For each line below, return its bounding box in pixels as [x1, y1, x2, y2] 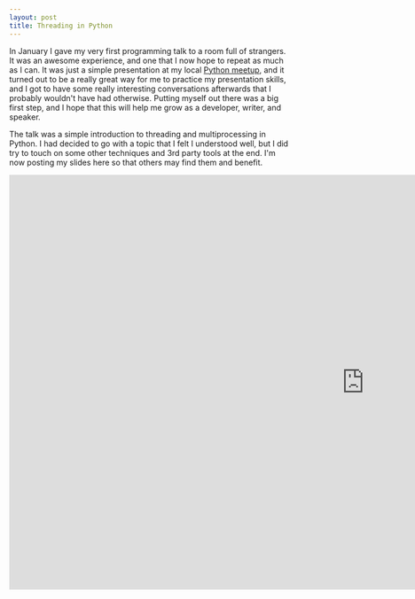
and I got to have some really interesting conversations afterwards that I [9, 83, 272, 94]
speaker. [9, 112, 42, 122]
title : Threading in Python [9, 21, 114, 30]
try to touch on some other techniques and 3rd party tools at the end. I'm [9, 147, 277, 158]
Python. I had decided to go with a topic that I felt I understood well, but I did [9, 138, 289, 149]
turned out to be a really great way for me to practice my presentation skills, [9, 74, 286, 84]
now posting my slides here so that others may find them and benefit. [9, 157, 263, 167]
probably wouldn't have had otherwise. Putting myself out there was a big [9, 92, 279, 103]
